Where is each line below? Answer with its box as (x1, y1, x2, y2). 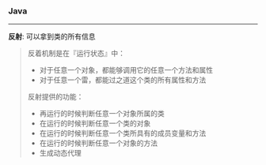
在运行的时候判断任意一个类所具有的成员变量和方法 (39, 129, 207, 138)
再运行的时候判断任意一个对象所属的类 (39, 109, 165, 118)
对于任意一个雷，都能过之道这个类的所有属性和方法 (39, 75, 207, 84)
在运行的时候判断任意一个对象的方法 (39, 138, 158, 148)
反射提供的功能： (27, 92, 84, 102)
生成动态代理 (39, 148, 82, 158)
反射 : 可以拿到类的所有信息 (8, 32, 96, 41)
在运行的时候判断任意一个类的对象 (39, 118, 151, 128)
